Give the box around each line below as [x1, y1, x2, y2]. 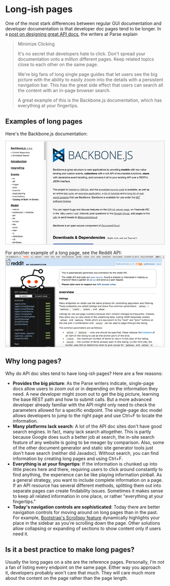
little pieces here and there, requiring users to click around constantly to [12, 466, 163, 472]
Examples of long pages [5, 117, 82, 126]
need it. [12, 530, 29, 537]
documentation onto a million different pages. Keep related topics [17, 56, 154, 62]
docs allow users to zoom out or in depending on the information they [12, 386, 158, 392]
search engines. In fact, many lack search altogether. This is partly [12, 429, 151, 435]
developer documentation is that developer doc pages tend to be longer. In [5, 25, 161, 31]
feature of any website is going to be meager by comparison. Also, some [12, 439, 164, 445]
